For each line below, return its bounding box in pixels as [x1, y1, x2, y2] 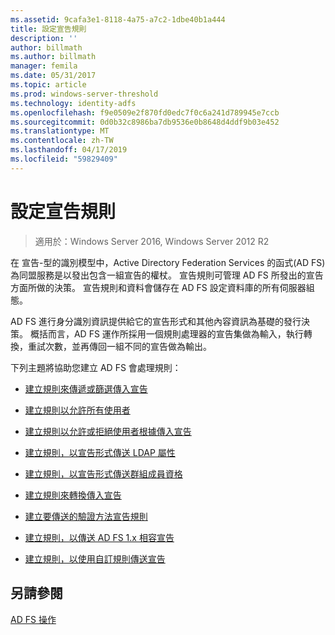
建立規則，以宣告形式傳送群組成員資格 [24, 467, 183, 480]
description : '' [10, 33, 78, 43]
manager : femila [10, 61, 78, 71]
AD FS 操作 [10, 613, 57, 625]
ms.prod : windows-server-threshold [10, 89, 159, 99]
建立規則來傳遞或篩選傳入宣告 [24, 382, 148, 395]
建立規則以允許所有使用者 [24, 404, 131, 416]
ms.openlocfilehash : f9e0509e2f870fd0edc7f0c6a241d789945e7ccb [10, 107, 280, 118]
